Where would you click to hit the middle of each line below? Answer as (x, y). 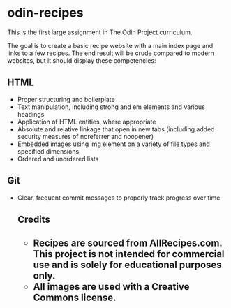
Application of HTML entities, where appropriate (87, 122)
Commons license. (75, 298)
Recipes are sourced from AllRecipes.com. (128, 243)
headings (31, 114)
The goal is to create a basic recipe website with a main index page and (110, 45)
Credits (34, 219)
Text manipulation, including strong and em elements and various (111, 107)
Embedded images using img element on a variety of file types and (114, 144)
